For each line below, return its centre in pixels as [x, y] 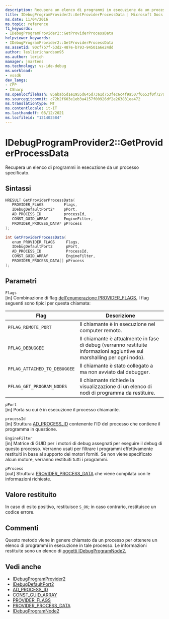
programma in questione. [31, 429]
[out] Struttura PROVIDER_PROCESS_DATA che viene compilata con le [78, 473]
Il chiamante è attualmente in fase [119, 338]
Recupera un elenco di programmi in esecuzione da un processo [72, 167]
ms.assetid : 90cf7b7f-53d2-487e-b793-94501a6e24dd [59, 47]
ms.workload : [19, 71]
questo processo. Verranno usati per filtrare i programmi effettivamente [79, 449]
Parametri [21, 281]
